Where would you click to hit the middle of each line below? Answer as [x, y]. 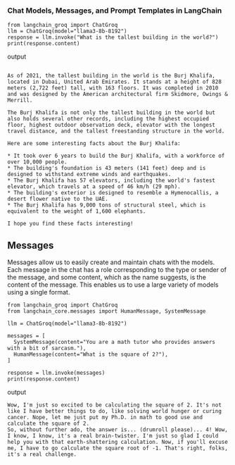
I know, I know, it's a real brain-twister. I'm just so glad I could [113, 436]
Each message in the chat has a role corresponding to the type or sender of [117, 270]
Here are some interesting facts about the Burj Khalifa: [94, 144]
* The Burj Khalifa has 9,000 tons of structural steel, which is [107, 205]
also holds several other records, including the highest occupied [108, 119]
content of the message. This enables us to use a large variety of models [113, 285]
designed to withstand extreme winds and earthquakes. [89, 175]
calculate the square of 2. [49, 424]
